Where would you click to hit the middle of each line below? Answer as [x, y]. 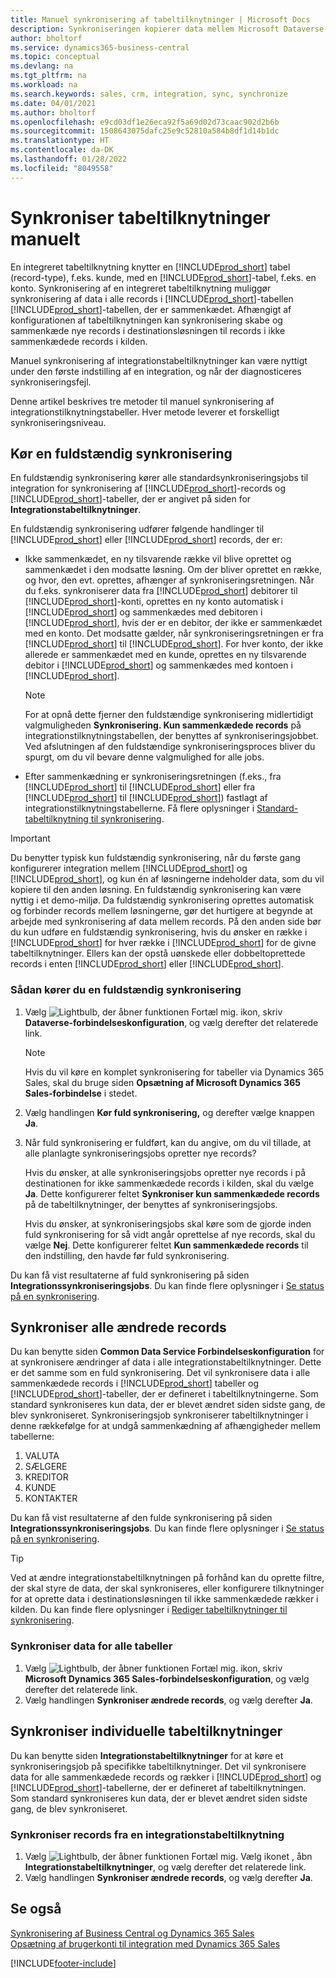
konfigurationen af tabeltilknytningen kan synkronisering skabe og [146, 320]
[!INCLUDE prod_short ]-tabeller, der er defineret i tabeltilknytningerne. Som [164, 1394]
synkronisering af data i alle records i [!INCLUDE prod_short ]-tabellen [152, 298]
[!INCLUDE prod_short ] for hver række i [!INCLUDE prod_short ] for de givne [163, 943]
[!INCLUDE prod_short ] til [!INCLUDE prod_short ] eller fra [140, 787]
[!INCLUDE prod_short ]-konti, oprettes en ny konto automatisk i [154, 602]
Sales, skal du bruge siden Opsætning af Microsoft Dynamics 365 [162, 1082]
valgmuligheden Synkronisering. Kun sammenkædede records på [163, 725]
